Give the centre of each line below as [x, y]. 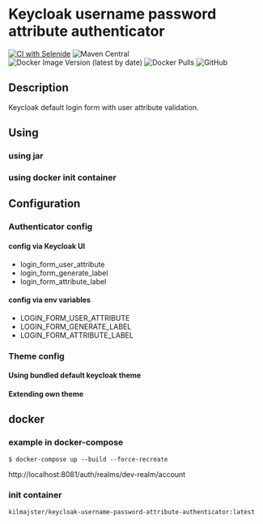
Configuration [45, 204]
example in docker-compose [66, 442]
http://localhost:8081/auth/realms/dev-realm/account [97, 474]
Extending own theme [46, 394]
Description [38, 88]
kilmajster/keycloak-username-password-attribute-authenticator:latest [131, 512]
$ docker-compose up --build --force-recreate [88, 459]
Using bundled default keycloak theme [75, 375]
